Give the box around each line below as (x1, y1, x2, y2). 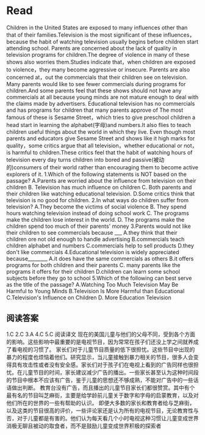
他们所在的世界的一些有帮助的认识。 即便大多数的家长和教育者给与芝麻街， (6, 399, 195, 406)
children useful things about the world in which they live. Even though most (6, 128, 196, 135)
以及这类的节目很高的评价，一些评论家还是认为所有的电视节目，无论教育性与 (6, 407, 199, 414)
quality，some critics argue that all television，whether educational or (6, 142, 183, 149)
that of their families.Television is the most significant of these (6, 31, 162, 38)
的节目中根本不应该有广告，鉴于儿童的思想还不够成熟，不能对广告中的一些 (6, 376, 193, 384)
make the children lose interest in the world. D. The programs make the (6, 216, 185, 223)
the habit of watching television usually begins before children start (29, 38, 199, 45)
